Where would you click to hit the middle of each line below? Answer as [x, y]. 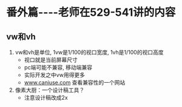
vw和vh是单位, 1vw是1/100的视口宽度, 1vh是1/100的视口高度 [89, 52]
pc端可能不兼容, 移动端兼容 [58, 67]
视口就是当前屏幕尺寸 [51, 60]
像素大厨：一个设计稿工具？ [50, 90]
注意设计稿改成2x [46, 98]
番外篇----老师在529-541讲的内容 [91, 12]
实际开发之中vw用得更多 [54, 75]
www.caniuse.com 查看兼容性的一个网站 [75, 83]
